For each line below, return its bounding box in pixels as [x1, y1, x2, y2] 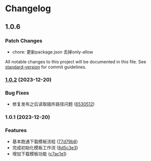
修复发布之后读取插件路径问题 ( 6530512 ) [12, 101, 95, 107]
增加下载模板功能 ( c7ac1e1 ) [12, 151, 67, 157]
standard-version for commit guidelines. [5, 64, 87, 70]
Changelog [5, 3, 51, 14]
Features [5, 127, 27, 134]
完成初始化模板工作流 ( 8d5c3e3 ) [12, 145, 78, 151]
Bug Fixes [5, 89, 30, 96]
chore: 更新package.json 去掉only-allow [12, 49, 93, 54]
